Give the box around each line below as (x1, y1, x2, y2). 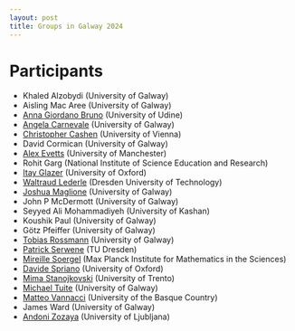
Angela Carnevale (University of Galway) (22, 119, 175, 130)
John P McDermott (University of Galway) (22, 196, 179, 207)
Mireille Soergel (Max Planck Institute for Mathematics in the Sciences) (22, 254, 287, 265)
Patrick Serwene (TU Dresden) (22, 244, 138, 255)
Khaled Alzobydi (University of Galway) (22, 90, 169, 101)
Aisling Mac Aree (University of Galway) (22, 100, 172, 111)
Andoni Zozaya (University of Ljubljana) (22, 311, 170, 322)
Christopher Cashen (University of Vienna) (22, 128, 182, 140)
